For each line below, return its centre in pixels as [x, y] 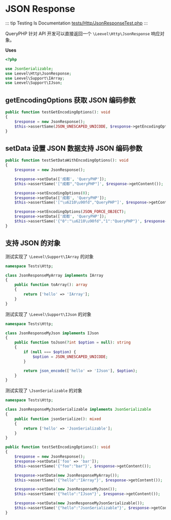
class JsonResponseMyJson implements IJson [52, 333]
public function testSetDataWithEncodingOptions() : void [67, 160]
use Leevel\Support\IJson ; [34, 83]
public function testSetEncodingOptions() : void [58, 447]
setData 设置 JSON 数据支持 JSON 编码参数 [74, 148]
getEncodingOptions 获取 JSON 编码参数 [70, 100]
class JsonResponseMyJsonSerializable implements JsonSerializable [78, 410]
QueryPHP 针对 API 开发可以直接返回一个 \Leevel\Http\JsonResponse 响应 [83, 33]
